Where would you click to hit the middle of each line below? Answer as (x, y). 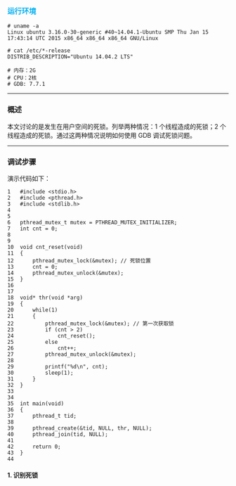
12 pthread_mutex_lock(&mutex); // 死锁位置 (79, 261)
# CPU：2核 (22, 78)
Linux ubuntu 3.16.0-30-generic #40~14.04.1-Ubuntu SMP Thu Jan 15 (108, 32)
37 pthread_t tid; (42, 416)
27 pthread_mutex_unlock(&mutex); (72, 354)
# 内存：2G (22, 71)
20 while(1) (33, 310)
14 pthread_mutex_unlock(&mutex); (66, 273)
